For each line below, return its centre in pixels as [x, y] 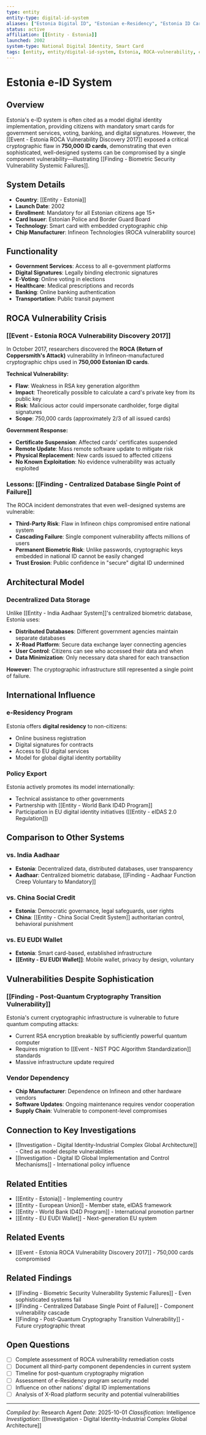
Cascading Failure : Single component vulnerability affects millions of [102, 537]
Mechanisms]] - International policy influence [73, 1165]
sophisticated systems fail [48, 1299]
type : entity [23, 12]
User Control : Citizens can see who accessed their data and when [99, 651]
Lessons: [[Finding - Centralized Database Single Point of [93, 484]
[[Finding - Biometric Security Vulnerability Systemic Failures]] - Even [103, 1293]
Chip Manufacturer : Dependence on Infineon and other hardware [98, 1091]
